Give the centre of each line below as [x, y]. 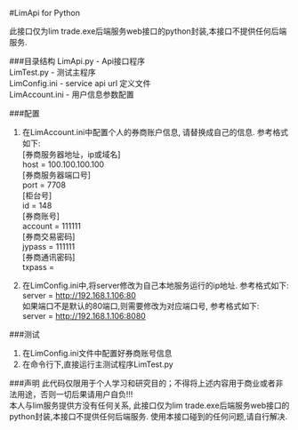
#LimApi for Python [44, 13]
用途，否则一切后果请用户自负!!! [75, 394]
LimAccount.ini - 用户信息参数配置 [72, 94]
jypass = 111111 [48, 247]
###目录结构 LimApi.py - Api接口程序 [77, 61]
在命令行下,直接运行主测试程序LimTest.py [97, 364]
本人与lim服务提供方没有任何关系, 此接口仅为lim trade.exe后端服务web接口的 [149, 405]
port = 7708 [44, 185]
